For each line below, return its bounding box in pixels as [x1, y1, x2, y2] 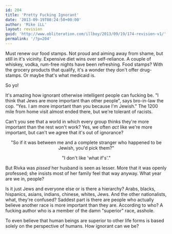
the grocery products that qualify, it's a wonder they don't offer [5, 66, 139, 73]
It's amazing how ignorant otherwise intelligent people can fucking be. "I [5, 92, 159, 98]
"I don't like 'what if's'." [62, 155, 111, 161]
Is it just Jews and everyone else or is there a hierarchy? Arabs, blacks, [5, 186, 156, 192]
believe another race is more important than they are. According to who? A [5, 202, 163, 208]
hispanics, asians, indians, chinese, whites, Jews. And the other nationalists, [5, 191, 167, 197]
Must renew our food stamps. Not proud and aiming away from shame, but [5, 50, 163, 57]
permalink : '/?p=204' [5, 37, 52, 42]
